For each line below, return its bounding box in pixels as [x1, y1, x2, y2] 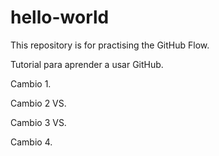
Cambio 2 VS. [10, 97, 67, 109]
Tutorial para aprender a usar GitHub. [10, 58, 164, 70]
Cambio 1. [10, 77, 52, 90]
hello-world [10, 6, 110, 29]
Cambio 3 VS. [10, 116, 67, 128]
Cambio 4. [10, 136, 53, 148]
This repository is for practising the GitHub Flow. [10, 39, 210, 51]
